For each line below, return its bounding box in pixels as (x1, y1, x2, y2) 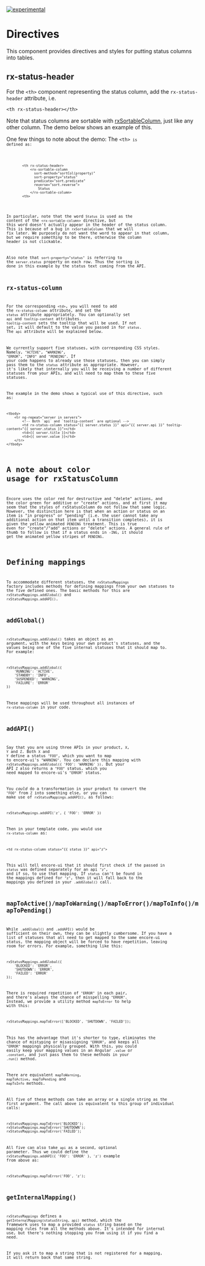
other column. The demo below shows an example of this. (6, 123, 153, 131)
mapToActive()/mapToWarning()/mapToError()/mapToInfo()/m (6, 900, 199, 908)
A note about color (6, 465, 91, 474)
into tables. (6, 54, 35, 61)
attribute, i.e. (24, 94, 56, 102)
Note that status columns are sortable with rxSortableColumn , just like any (6, 117, 194, 124)
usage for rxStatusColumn (6, 474, 119, 484)
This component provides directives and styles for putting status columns (6, 47, 192, 54)
